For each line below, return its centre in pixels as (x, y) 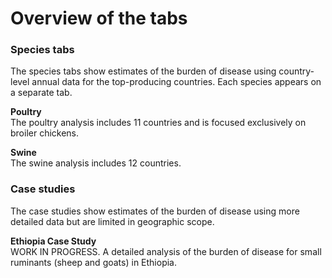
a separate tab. (41, 93)
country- (296, 71)
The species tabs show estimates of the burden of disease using (143, 71)
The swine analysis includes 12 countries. (96, 163)
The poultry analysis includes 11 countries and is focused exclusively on (158, 123)
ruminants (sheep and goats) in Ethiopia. (93, 262)
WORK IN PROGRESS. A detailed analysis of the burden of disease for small (166, 251)
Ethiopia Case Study (53, 241)
